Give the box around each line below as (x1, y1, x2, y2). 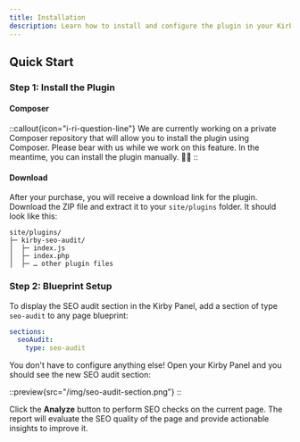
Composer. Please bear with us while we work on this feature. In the (9, 142, 260, 153)
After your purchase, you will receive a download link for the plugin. (9, 192, 258, 203)
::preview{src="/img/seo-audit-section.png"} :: (9, 387, 182, 397)
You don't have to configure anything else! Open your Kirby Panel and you (9, 360, 282, 371)
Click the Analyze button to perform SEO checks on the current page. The (9, 404, 283, 415)
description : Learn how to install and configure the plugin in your (9, 21, 274, 30)
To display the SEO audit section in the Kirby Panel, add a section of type (9, 300, 279, 311)
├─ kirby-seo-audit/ (9, 236, 87, 246)
